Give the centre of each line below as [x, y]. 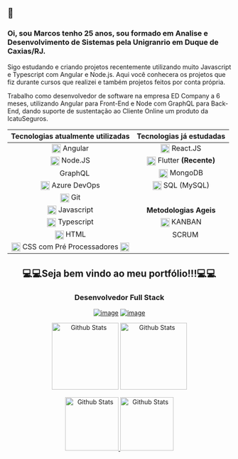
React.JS [186, 148]
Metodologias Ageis [181, 210]
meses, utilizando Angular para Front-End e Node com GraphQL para [108, 103]
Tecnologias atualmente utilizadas [70, 136]
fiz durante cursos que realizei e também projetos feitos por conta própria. [117, 82]
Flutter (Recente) [186, 160]
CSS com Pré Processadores [70, 247]
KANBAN [186, 222]
